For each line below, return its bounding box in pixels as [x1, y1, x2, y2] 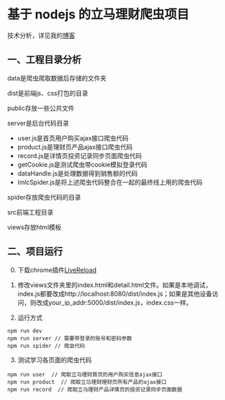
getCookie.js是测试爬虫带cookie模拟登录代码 [17, 160, 148, 169]
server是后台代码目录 [7, 119, 70, 127]
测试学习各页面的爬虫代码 [17, 356, 92, 364]
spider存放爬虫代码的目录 [7, 193, 82, 201]
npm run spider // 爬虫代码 [7, 342, 86, 349]
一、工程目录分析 [7, 54, 82, 66]
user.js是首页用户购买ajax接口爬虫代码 [17, 133, 129, 142]
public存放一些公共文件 [7, 104, 75, 112]
